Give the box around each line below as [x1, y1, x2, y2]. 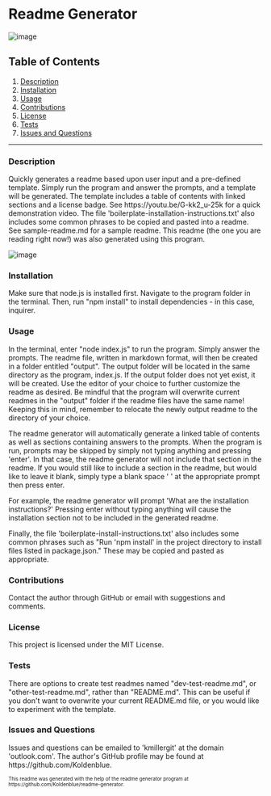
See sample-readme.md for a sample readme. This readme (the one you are [8, 225, 261, 235]
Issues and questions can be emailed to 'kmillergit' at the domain [8, 743, 224, 752]
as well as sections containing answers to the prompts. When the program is [8, 437, 262, 447]
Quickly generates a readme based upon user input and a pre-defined [8, 175, 241, 184]
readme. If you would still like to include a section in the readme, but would [8, 462, 256, 473]
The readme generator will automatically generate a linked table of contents [8, 428, 261, 438]
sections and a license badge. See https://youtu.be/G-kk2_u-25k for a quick [8, 200, 261, 210]
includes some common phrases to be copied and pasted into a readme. [8, 217, 249, 227]
